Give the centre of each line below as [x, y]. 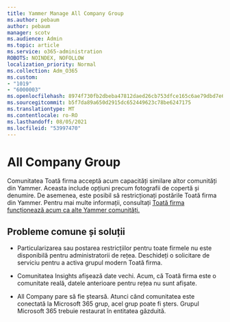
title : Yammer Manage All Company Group [66, 13]
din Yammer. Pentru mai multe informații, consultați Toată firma [96, 203]
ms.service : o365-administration [55, 52]
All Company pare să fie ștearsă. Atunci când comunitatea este [106, 297]
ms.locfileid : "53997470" [44, 128]
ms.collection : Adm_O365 [42, 71]
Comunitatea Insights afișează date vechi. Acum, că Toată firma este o [117, 276]
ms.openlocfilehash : [37, 97]
